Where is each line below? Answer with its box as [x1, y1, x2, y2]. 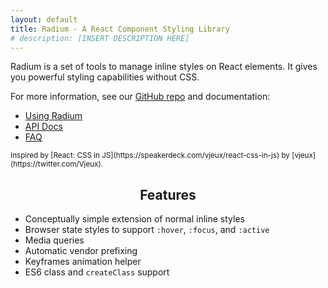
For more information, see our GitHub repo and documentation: [10, 91, 271, 103]
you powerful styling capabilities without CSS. [10, 71, 200, 83]
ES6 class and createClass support [24, 266, 170, 278]
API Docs [24, 121, 63, 133]
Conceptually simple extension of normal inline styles [24, 213, 245, 225]
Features [139, 186, 197, 203]
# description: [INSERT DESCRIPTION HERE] [10, 33, 190, 43]
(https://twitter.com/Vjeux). [10, 159, 104, 170]
